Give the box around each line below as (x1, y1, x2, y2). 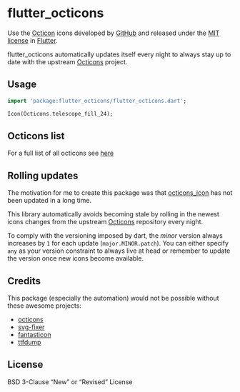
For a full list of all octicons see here (7, 149, 114, 158)
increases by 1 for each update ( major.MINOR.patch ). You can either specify (7, 239, 229, 248)
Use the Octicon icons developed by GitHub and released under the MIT (7, 29, 220, 37)
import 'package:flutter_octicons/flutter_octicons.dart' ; (7, 97, 187, 104)
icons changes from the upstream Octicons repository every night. (7, 218, 204, 226)
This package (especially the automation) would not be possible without (7, 293, 219, 302)
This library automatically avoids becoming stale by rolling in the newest (7, 210, 220, 218)
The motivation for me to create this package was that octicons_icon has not (7, 189, 233, 197)
